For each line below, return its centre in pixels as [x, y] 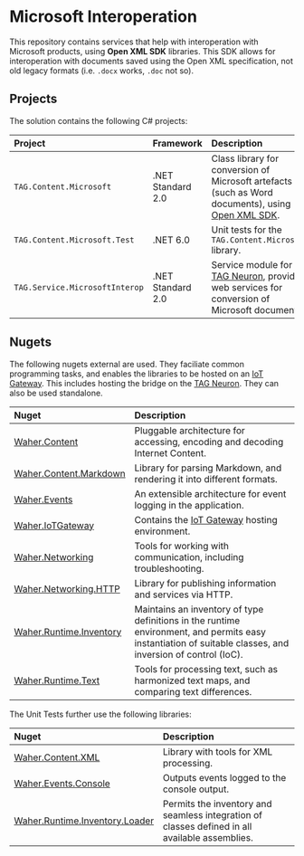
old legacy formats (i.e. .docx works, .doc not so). [102, 71]
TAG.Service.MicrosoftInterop [79, 287]
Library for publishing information [205, 583]
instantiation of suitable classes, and [212, 642]
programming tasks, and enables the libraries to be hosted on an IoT [137, 374]
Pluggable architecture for [190, 430]
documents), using [251, 204]
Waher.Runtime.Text [57, 680]
